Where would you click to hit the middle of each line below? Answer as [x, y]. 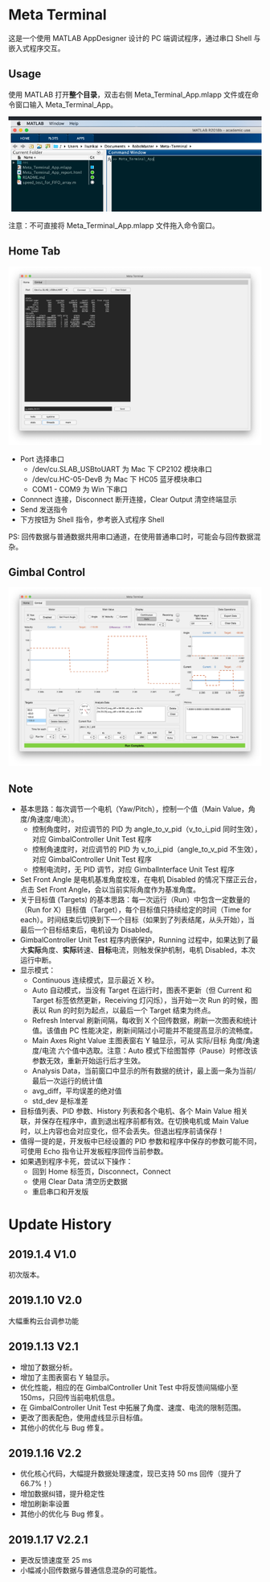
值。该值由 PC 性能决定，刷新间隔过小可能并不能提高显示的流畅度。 [144, 1031]
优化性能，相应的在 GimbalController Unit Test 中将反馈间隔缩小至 [129, 1387]
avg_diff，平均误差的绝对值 [77, 1091]
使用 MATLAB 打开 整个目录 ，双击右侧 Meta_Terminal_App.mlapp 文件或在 [130, 94]
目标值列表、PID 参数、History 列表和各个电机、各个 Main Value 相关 [134, 1111]
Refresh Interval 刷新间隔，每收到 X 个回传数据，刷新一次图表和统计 [145, 1021]
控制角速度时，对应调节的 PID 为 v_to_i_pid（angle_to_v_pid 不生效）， [147, 849]
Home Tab [35, 251]
